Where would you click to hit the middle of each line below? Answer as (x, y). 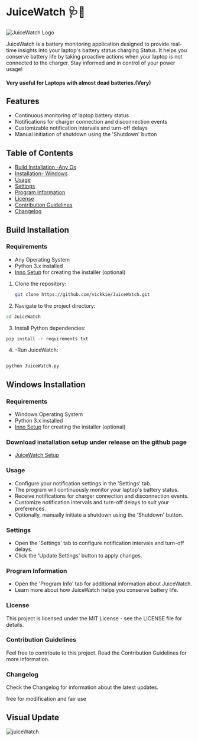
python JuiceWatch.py (33, 366)
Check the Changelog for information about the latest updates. (82, 687)
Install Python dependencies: (50, 328)
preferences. (30, 508)
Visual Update (33, 717)
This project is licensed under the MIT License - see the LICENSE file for (94, 618)
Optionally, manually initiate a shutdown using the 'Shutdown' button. (99, 515)
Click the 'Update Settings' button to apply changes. (78, 555)
